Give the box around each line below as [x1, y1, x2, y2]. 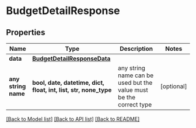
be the [117, 94, 136, 101]
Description [119, 45, 153, 53]
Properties [6, 27, 45, 37]
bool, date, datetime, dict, [32, 79, 105, 87]
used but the [117, 79, 153, 87]
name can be [117, 71, 154, 79]
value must [117, 86, 148, 94]
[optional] [160, 82, 187, 90]
